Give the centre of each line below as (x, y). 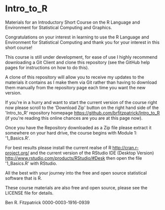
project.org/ (17, 153)
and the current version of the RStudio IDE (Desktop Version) (92, 153)
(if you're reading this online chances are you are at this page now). (74, 118)
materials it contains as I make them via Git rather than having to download (81, 82)
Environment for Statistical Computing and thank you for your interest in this (82, 42)
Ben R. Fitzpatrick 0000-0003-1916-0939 (47, 202)
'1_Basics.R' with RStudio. (31, 163)
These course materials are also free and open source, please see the (76, 187)
